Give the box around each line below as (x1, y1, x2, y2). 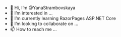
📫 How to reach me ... (10, 26, 57, 32)
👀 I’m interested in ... (10, 10, 53, 16)
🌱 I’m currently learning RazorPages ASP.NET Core (10, 15, 116, 21)
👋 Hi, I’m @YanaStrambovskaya (10, 5, 76, 10)
